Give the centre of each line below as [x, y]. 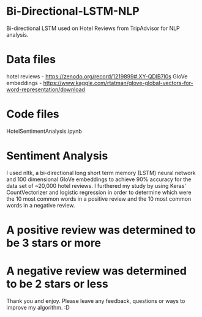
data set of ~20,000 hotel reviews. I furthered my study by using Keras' [96, 185]
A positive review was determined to [101, 230]
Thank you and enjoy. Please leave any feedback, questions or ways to [96, 300]
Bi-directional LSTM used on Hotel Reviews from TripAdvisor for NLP [93, 28]
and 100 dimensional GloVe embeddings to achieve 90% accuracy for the [99, 179]
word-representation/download [46, 89]
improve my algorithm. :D [38, 307]
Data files [31, 60]
